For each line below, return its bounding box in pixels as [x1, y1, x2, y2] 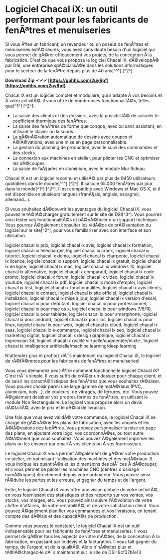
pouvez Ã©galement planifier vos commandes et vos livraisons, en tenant [5, 508, 157, 514]
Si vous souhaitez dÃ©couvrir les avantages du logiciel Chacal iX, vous [5, 206, 152, 212]
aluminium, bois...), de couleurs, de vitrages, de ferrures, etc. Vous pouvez [5, 388, 159, 394]
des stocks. [12, 150, 36, 156]
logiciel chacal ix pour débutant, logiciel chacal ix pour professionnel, [5, 300, 148, 306]
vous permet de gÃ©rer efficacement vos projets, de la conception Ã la [5, 51, 152, 58]
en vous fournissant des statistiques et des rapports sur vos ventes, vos [5, 492, 153, 498]
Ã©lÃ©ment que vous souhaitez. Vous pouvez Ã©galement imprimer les [5, 435, 155, 441]
